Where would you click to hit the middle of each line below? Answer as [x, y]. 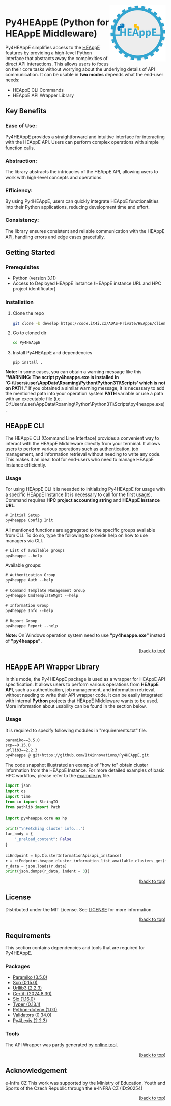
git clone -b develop [36, 323]
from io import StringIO [32, 802]
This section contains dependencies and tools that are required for [75, 947]
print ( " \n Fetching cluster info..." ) [45, 829]
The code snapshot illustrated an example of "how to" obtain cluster [77, 765]
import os [16, 791]
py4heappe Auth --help [29, 580]
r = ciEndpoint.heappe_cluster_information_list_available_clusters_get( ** [87, 861]
